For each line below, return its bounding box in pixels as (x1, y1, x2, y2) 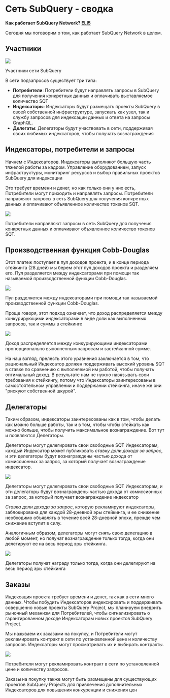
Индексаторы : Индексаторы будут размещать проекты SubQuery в (12, 103, 160, 109)
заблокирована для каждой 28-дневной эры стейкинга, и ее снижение (5, 509, 160, 515)
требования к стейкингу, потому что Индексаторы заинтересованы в (5, 377, 156, 383)
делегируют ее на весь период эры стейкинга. (5, 541, 107, 547)
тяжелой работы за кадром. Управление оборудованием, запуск (5, 164, 146, 170)
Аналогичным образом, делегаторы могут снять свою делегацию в (5, 530, 153, 536)
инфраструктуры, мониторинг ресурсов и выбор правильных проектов (5, 169, 160, 175)
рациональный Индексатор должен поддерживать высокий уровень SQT (5, 361, 165, 367)
